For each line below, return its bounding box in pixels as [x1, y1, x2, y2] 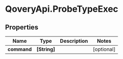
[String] [36, 46, 55, 53]
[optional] [93, 46, 116, 53]
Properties [5, 23, 39, 31]
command [7, 46, 32, 53]
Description [60, 38, 88, 44]
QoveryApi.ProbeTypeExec [5, 3, 119, 15]
